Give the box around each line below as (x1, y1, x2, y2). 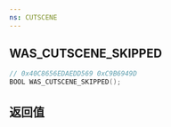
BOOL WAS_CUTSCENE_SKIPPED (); (9, 77, 122, 87)
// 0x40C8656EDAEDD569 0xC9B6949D (9, 69, 138, 78)
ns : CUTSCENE (9, 12, 58, 22)
